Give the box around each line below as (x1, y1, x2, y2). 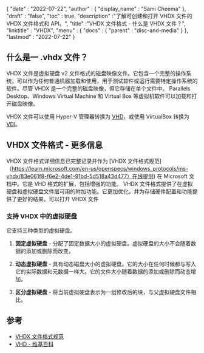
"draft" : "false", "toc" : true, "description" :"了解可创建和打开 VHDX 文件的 (6, 12, 192, 19)
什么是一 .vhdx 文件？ (6, 52, 89, 63)
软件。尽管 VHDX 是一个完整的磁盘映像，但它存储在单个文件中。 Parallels (6, 84, 191, 92)
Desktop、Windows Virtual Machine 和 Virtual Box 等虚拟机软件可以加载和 (6, 92, 192, 100)
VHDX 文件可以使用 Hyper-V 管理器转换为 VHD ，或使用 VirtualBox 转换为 (6, 112, 189, 120)
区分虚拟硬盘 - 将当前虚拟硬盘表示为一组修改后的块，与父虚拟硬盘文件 (15, 288, 191, 295)
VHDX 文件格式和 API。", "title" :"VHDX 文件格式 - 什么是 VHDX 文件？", (6, 20, 186, 27)
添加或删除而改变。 (25, 247, 74, 255)
